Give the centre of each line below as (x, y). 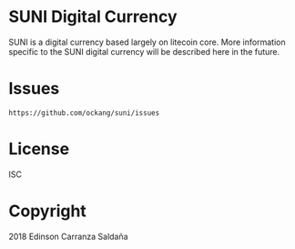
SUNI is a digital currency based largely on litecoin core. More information (147, 42)
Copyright (48, 211)
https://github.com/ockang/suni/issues (84, 113)
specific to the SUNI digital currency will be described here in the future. (144, 51)
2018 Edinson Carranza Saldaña (68, 236)
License (39, 149)
